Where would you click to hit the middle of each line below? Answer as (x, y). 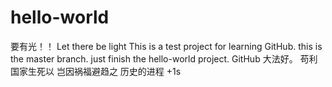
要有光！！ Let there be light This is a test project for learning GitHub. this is (166, 46)
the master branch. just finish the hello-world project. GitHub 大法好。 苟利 (164, 58)
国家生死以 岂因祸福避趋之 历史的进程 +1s (96, 71)
